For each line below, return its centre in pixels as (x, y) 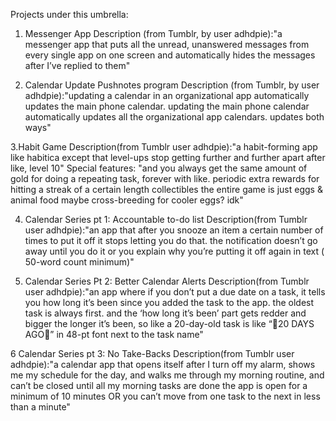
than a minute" (40, 407)
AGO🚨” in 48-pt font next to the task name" (114, 334)
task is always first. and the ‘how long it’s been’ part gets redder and (165, 313)
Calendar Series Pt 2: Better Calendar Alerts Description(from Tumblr (167, 281)
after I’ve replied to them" (77, 65)
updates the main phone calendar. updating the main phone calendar (167, 106)
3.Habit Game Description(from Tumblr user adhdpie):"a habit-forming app (164, 147)
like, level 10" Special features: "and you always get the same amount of (159, 168)
